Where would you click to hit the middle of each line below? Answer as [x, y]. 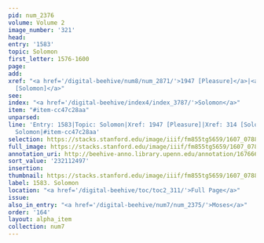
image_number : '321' [42, 30]
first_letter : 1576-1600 [49, 60]
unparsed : [24, 118]
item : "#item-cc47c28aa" [49, 111]
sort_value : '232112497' [49, 161]
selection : [26, 139]
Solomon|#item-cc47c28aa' [58, 132]
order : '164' [29, 212]
